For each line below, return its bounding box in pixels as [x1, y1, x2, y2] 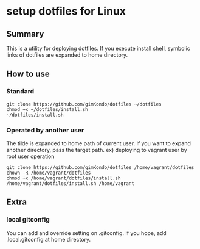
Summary [6, 29, 44, 39]
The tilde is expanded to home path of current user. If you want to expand [6, 139, 191, 147]
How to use [6, 69, 50, 79]
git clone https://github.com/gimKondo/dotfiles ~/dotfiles [6, 101, 162, 107]
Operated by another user [6, 126, 84, 134]
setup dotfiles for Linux [6, 4, 126, 18]
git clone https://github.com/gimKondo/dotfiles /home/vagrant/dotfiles [6, 164, 195, 170]
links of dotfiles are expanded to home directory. [6, 51, 128, 59]
